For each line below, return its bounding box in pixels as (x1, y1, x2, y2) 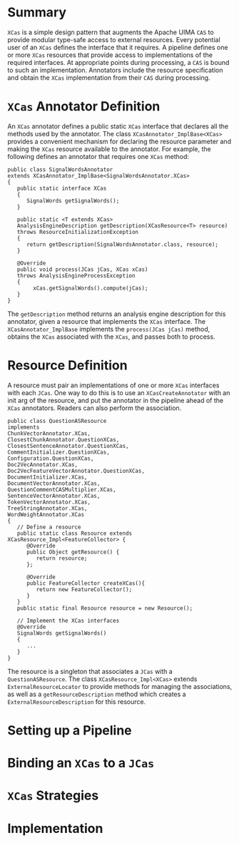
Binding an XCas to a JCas (7, 755, 155, 771)
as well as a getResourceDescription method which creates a (7, 690, 187, 698)
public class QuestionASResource (7, 417, 107, 424)
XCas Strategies (7, 787, 99, 804)
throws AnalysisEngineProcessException (16, 272, 136, 279)
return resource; (36, 554, 88, 562)
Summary (7, 4, 66, 21)
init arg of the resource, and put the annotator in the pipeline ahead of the (7, 396, 223, 404)
